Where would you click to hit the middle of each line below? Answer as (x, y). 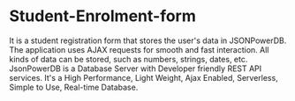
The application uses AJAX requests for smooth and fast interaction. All (139, 49)
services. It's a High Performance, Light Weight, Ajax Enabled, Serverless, (144, 77)
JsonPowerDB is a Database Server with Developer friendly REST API (136, 69)
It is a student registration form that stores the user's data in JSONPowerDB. (148, 40)
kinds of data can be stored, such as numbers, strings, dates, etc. (129, 59)
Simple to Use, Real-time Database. (74, 87)
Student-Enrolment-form (103, 16)
